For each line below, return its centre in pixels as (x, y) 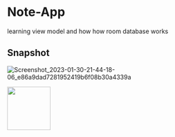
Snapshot (28, 53)
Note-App (36, 12)
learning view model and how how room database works (88, 31)
